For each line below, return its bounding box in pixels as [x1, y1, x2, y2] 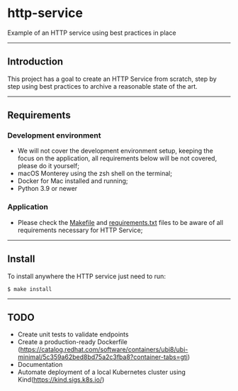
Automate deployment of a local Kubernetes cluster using [17, 368, 186, 377]
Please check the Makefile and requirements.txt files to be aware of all [17, 218, 224, 226]
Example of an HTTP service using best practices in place [7, 28, 176, 37]
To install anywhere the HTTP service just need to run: [7, 272, 166, 280]
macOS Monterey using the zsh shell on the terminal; [17, 169, 172, 178]
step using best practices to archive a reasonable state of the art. [7, 82, 198, 90]
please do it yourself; [17, 162, 80, 170]
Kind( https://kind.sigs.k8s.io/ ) [17, 375, 105, 384]
